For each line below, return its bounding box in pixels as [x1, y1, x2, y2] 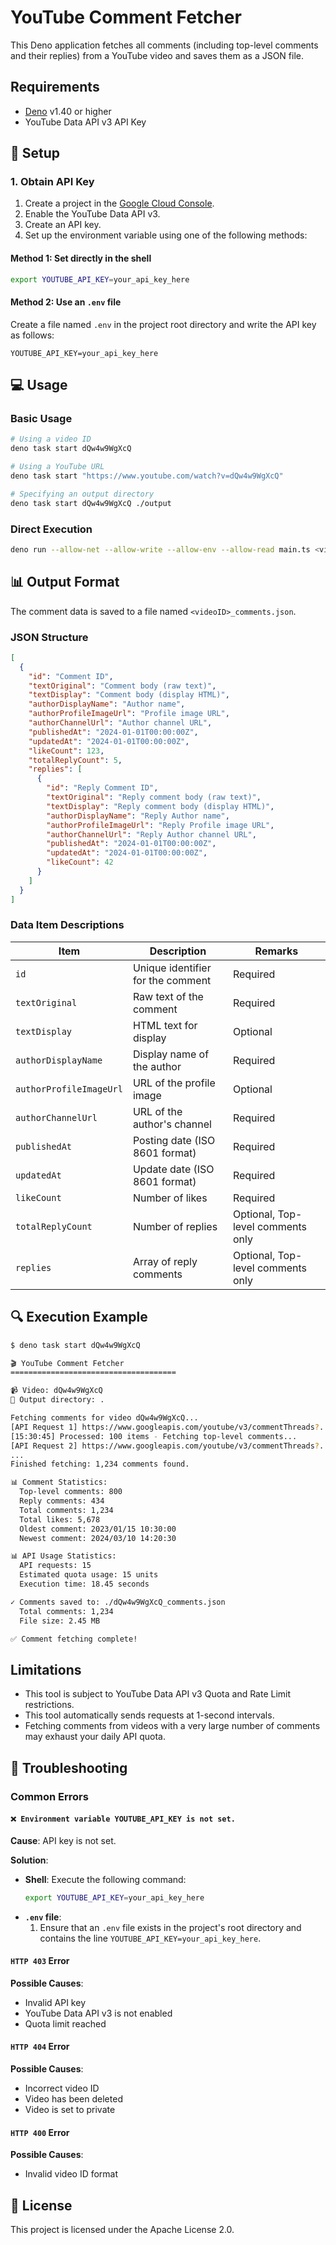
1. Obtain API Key [10, 175, 95, 189]
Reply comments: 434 [19, 1496, 105, 1506]
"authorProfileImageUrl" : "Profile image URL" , [28, 709, 230, 719]
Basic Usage [10, 412, 73, 426]
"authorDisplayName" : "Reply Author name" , [46, 811, 230, 821]
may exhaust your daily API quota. [24, 1731, 166, 1743]
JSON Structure [10, 630, 89, 644]
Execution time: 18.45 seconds [19, 1579, 150, 1590]
